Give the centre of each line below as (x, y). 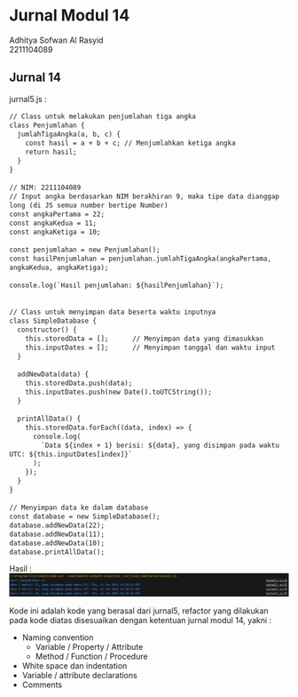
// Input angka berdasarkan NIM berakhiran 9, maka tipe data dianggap (144, 196)
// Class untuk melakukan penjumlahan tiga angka (103, 116)
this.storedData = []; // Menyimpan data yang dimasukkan (145, 339)
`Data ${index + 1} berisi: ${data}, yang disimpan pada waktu (160, 445)
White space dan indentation (74, 665)
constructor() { (47, 330)
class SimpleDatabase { (53, 321)
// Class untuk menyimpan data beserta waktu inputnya (113, 312)
